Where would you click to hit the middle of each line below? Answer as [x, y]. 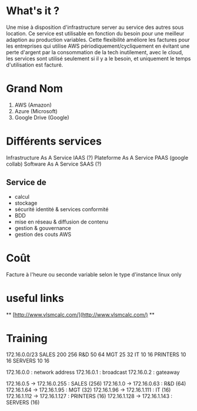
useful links [35, 298]
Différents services [54, 141]
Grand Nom [35, 89]
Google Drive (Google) [42, 117]
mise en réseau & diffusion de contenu [61, 222]
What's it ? [33, 11]
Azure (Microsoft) [36, 111]
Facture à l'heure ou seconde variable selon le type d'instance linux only [94, 274]
